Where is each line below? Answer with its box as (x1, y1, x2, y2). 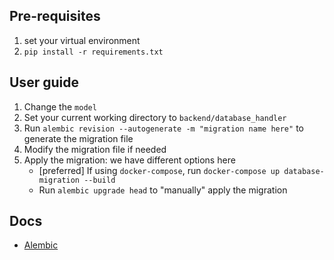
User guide (9, 74, 79, 91)
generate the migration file (23, 132, 134, 144)
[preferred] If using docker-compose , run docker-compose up (38, 164, 281, 176)
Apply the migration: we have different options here (23, 154, 236, 166)
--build (83, 175, 116, 185)
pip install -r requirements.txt (23, 47, 164, 57)
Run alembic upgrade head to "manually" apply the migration (38, 184, 288, 196)
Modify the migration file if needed (23, 143, 167, 155)
